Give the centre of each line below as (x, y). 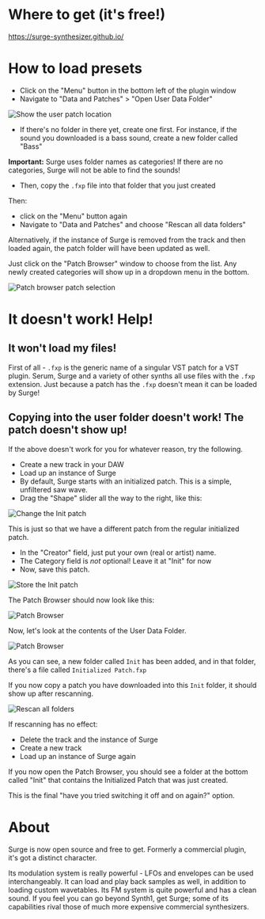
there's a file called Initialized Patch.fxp (78, 670)
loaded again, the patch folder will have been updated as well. (109, 248)
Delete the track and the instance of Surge (89, 739)
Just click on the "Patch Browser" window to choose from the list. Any (123, 264)
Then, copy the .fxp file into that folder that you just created (117, 185)
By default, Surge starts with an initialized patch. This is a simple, (125, 481)
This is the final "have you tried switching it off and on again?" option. (121, 795)
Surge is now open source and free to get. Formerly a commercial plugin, (127, 849)
